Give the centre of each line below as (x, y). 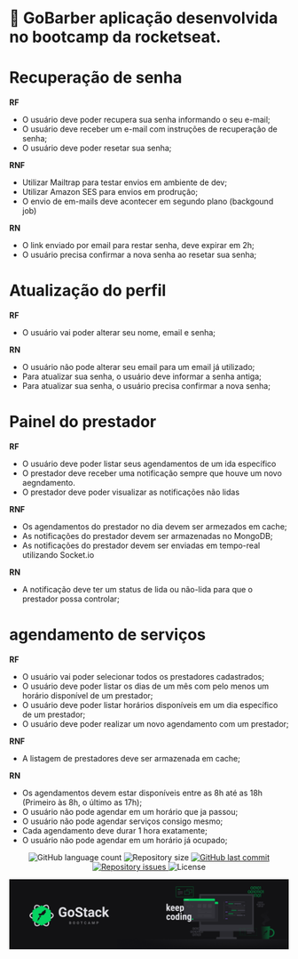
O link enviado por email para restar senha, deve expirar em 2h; (138, 246)
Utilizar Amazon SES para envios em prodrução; (110, 192)
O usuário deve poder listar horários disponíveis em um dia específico (150, 705)
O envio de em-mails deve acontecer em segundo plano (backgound (148, 201)
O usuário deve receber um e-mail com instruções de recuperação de (149, 129)
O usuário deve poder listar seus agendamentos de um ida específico (149, 463)
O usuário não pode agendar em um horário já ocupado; (125, 840)
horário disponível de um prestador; (87, 695)
